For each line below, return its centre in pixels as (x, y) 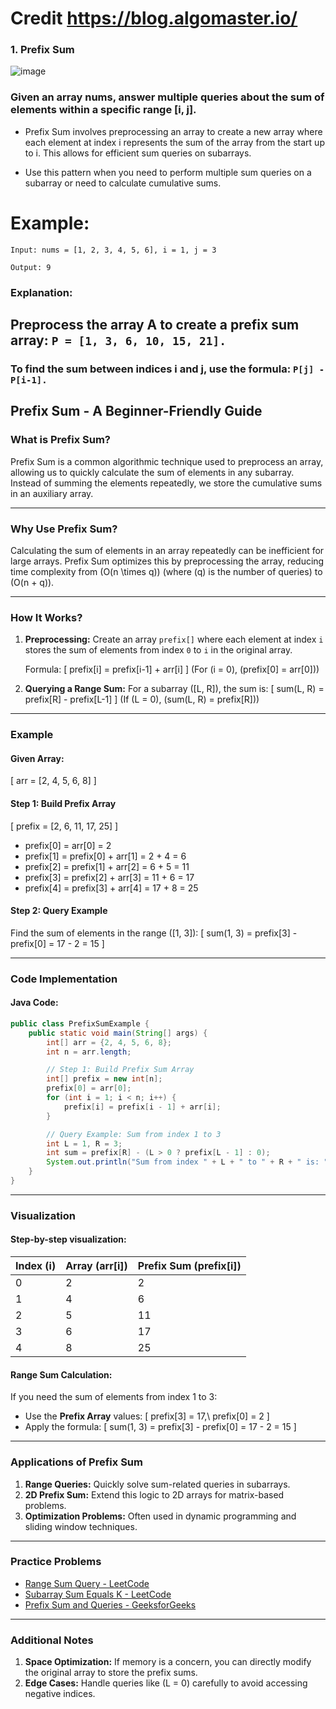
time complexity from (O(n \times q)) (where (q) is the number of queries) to (166, 571)
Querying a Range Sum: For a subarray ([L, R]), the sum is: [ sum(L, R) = (174, 689)
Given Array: (37, 758)
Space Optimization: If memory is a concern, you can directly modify (168, 1662)
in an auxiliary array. (52, 493)
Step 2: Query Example (59, 911)
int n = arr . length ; (89, 1052)
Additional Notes (52, 1640)
